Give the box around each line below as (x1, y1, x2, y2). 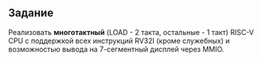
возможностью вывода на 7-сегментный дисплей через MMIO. (8, 44, 225, 54)
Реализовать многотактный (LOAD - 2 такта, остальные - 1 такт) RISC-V (8, 27, 255, 37)
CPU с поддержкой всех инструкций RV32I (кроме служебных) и (8, 36, 230, 45)
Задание (8, 6, 54, 20)
